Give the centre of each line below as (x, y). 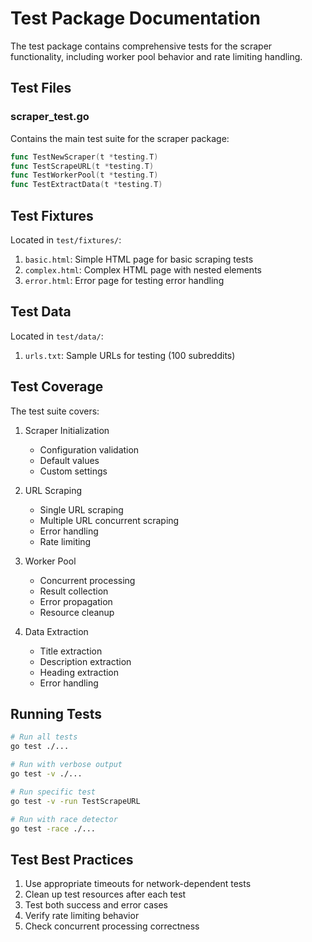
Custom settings (73, 471)
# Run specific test (53, 792)
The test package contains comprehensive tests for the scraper (141, 46)
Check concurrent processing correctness (112, 926)
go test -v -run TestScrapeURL (75, 801)
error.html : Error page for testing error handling (124, 280)
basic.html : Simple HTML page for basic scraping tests (139, 259)
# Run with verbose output (66, 765)
